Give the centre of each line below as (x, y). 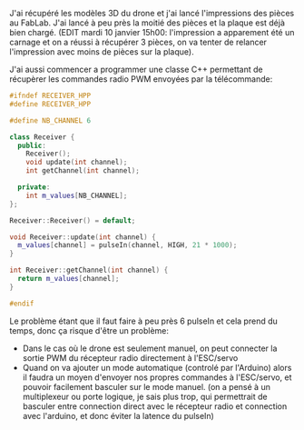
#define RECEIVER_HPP (50, 104)
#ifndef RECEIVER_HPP (50, 95)
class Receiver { (42, 137)
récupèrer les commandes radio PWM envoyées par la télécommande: (141, 79)
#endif (22, 304)
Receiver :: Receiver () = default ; (73, 220)
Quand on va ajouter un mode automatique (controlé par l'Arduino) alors (157, 367)
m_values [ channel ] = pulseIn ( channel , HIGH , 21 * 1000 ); (127, 245)
